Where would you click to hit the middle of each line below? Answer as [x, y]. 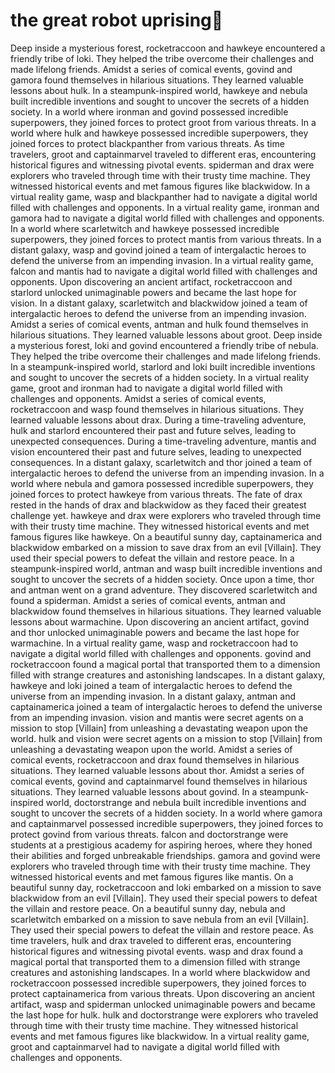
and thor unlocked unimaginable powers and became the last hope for [155, 632]
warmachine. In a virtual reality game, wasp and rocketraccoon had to [154, 643]
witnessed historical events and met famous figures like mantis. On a [152, 876]
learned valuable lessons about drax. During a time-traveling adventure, [158, 420]
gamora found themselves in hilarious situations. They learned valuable [157, 80]
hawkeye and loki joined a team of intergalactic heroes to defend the [151, 685]
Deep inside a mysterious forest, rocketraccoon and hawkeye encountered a [168, 48]
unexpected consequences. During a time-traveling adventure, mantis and [163, 441]
